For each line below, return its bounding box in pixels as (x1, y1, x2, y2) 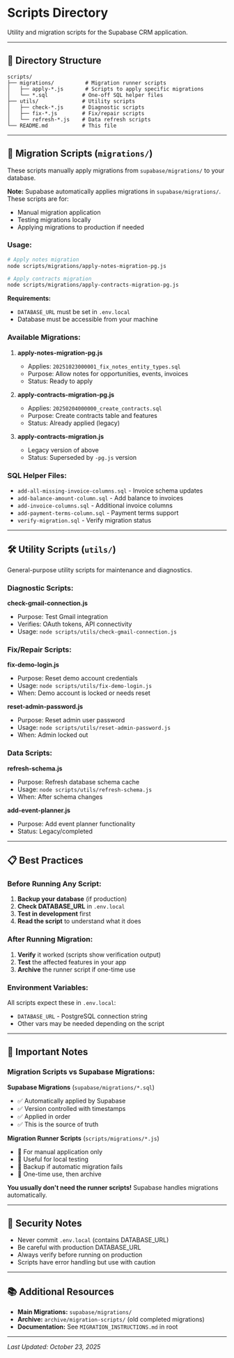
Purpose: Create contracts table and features (27, 411, 158, 419)
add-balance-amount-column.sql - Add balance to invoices (17, 493, 183, 502)
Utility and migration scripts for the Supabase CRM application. (7, 28, 188, 36)
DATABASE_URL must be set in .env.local (17, 308, 131, 316)
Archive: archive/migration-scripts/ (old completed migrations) (17, 1315, 205, 1324)
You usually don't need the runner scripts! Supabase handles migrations (7, 1183, 219, 1191)
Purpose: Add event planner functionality (17, 819, 136, 828)
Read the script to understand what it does (17, 917, 141, 925)
